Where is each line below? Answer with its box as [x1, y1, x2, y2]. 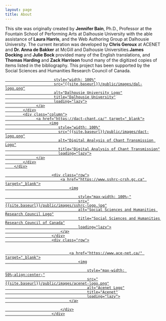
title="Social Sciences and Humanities [78, 216, 161, 221]
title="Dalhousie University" [53, 95, 116, 100]
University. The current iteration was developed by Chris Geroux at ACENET [5, 41, 161, 47]
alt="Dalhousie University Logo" [53, 90, 123, 95]
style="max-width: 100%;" [78, 194, 132, 199]
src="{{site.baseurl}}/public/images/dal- [53, 81, 142, 87]
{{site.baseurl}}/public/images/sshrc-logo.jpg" [5, 203, 107, 208]
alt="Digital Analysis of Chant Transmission [58, 138, 154, 143]
